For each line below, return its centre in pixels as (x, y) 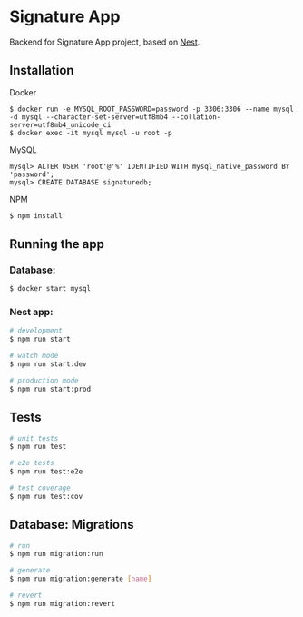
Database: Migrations (72, 525)
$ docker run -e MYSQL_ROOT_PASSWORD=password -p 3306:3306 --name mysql (152, 109)
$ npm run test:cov (46, 496)
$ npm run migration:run (56, 554)
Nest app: (31, 313)
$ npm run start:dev (49, 364)
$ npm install (36, 215)
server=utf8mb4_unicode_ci (60, 124)
